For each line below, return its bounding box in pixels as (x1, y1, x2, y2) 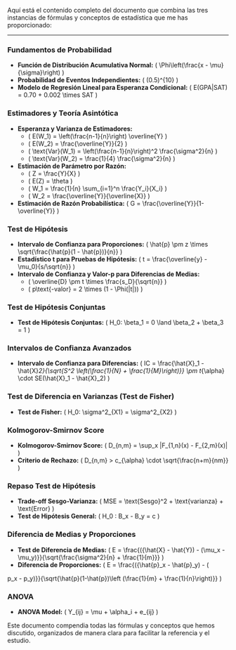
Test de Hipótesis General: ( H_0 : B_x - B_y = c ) (17, 512, 160, 521)
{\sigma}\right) (17, 68, 61, 77)
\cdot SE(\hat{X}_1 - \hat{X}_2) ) (17, 374, 110, 382)
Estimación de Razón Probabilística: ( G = (17, 199, 141, 207)
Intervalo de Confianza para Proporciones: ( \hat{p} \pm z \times (17, 240, 209, 248)
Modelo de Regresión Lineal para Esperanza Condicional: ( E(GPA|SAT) (17, 84, 228, 92)
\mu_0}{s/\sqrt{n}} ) (17, 262, 76, 271)
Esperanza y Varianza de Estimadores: (17, 124, 133, 133)
